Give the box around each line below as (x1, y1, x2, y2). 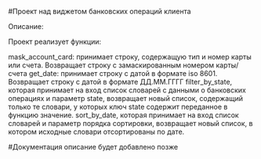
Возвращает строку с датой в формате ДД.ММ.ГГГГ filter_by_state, (8, 78, 233, 86)
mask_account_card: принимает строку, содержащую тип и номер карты (8, 52, 252, 61)
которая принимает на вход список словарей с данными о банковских (8, 85, 247, 95)
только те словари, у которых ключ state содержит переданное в (8, 102, 228, 111)
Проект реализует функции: (8, 37, 102, 46)
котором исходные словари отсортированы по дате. (8, 127, 185, 136)
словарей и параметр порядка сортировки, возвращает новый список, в (8, 119, 253, 128)
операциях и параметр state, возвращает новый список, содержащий (8, 94, 243, 103)
